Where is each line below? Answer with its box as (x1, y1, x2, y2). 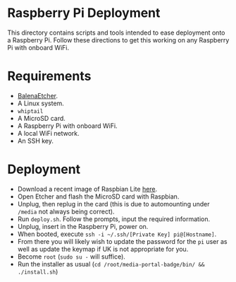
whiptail (17, 107, 44, 114)
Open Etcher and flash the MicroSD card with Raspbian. (17, 192, 180, 201)
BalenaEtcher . (17, 91, 58, 100)
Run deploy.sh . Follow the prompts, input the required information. (17, 214, 210, 223)
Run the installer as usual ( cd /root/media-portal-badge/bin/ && (17, 259, 205, 268)
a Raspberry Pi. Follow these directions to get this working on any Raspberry (7, 35, 230, 44)
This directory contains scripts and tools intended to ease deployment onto (7, 28, 225, 37)
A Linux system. (17, 99, 65, 107)
